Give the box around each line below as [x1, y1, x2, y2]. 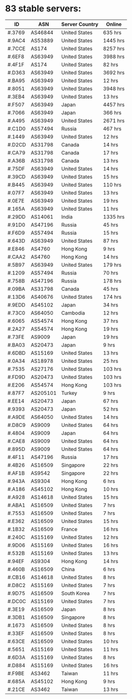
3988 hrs [103, 53, 125, 60]
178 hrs [103, 277, 122, 284]
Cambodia [61, 309, 85, 316]
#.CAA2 [7, 253, 26, 260]
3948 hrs [103, 85, 125, 92]
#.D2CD [7, 141, 26, 148]
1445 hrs [103, 37, 125, 44]
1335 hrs [103, 213, 125, 220]
